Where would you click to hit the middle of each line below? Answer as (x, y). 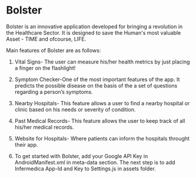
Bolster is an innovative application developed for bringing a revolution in (94, 26)
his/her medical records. (44, 127)
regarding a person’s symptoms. (54, 92)
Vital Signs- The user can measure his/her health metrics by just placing (102, 62)
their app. (26, 145)
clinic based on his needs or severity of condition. (75, 109)
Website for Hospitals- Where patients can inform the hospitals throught (102, 138)
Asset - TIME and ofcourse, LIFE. (46, 39)
